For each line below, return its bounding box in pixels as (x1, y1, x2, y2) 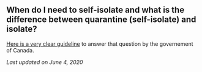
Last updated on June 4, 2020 (6, 58, 83, 66)
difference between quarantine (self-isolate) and (6, 15, 196, 25)
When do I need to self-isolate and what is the (6, 5, 185, 15)
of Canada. (6, 46, 35, 54)
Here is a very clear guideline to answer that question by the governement (6, 40, 193, 48)
